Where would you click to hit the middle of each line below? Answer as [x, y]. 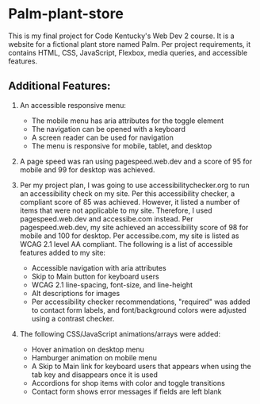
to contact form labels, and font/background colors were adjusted [139, 310]
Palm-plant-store [66, 14]
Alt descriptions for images [76, 293]
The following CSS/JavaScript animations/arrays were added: [120, 333]
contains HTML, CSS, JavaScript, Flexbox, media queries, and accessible [128, 52]
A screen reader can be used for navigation [103, 137]
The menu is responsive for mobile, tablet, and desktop [122, 146]
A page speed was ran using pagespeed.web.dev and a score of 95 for [136, 161]
